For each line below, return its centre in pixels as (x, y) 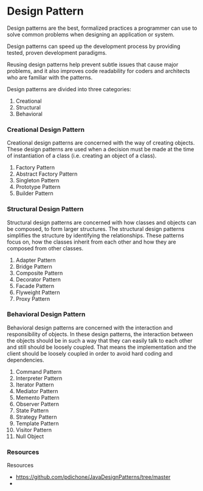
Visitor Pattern (34, 430)
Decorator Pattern (38, 279)
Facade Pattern (35, 286)
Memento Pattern (37, 397)
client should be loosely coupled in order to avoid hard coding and (90, 353)
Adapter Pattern (36, 260)
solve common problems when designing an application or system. (91, 34)
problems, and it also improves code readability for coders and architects (98, 70)
